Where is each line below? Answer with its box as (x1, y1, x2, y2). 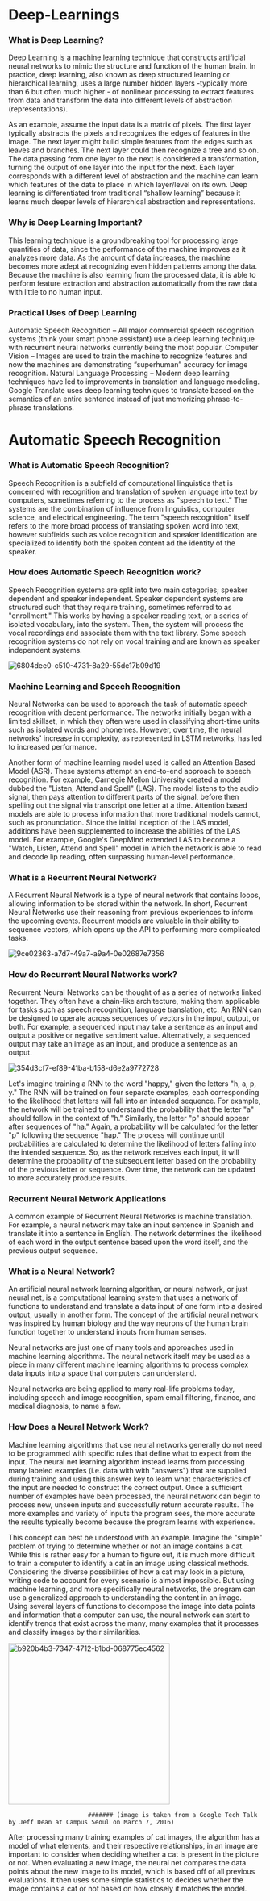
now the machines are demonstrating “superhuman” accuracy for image (8, 360, 248, 370)
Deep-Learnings (8, 6, 120, 24)
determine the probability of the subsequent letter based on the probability (8, 1155, 257, 1165)
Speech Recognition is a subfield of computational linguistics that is (8, 478, 234, 487)
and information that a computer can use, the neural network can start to (8, 1610, 251, 1619)
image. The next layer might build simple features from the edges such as (8, 137, 253, 147)
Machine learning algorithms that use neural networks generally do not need (8, 1439, 263, 1449)
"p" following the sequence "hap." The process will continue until (8, 1130, 225, 1139)
